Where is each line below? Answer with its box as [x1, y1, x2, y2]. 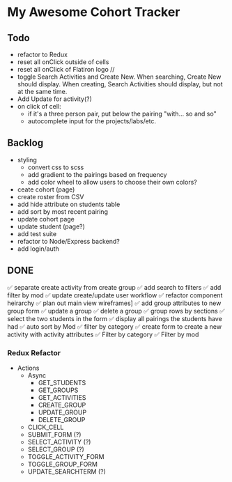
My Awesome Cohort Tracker [7, 4, 180, 20]
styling [17, 155, 37, 164]
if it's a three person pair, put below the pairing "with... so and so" [27, 109, 217, 118]
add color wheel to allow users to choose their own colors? [27, 178, 197, 186]
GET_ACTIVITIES [38, 393, 86, 401]
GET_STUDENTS [38, 378, 86, 387]
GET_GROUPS [38, 386, 79, 394]
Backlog [7, 137, 44, 149]
